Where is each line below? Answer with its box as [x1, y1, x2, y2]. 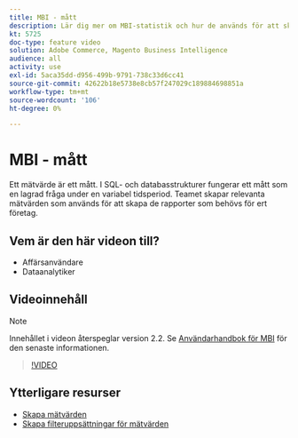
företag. [9, 208, 38, 219]
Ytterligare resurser [9, 386, 122, 401]
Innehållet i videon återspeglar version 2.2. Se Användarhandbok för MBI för [9, 332, 287, 343]
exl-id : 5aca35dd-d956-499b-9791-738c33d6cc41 [9, 71, 184, 80]
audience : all [9, 54, 62, 63]
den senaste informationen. [9, 342, 110, 353]
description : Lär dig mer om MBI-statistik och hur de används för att [9, 21, 279, 30]
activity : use [9, 63, 62, 72]
